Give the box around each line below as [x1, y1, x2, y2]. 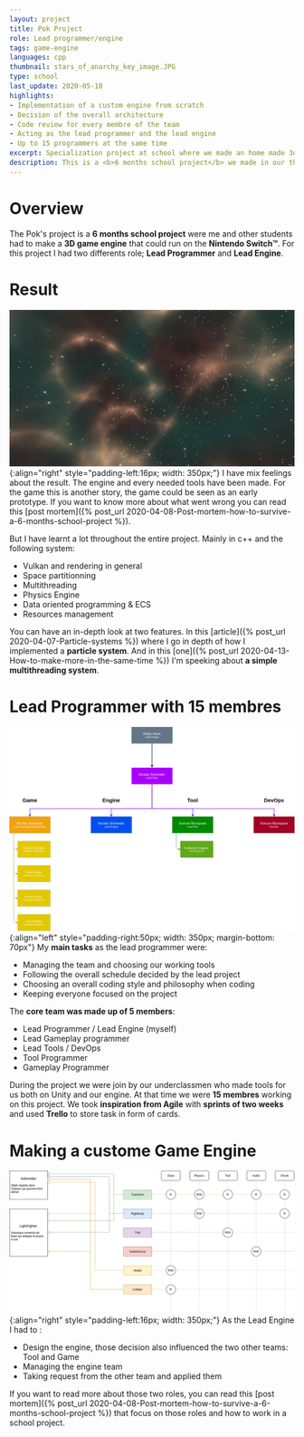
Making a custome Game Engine [9, 1141, 257, 1160]
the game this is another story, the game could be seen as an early [9, 487, 258, 498]
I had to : [9, 1325, 43, 1335]
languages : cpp [9, 53, 67, 63]
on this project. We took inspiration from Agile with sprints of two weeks [9, 1099, 284, 1110]
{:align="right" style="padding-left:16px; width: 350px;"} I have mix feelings [9, 468, 292, 479]
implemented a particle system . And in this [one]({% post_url [9, 646, 239, 656]
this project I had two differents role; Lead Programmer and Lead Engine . [9, 248, 284, 258]
